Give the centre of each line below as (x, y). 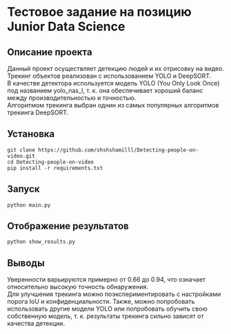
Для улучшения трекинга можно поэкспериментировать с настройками (114, 294)
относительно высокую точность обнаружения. (78, 287)
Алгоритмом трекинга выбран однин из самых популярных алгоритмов (113, 105)
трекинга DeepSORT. (38, 112)
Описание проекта (50, 52)
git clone (21, 150)
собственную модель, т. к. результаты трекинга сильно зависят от (106, 316)
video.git (21, 156)
